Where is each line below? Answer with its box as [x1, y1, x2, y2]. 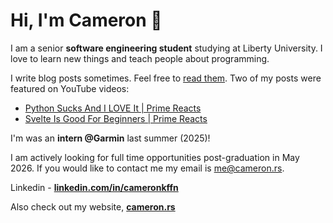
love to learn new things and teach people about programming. [10, 52, 270, 64]
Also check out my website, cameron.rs [10, 200, 176, 213]
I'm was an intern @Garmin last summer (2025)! [10, 132, 211, 144]
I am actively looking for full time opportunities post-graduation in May [10, 151, 300, 163]
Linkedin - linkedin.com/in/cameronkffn [10, 181, 179, 193]
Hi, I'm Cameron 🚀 [10, 9, 163, 32]
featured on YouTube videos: [10, 82, 130, 94]
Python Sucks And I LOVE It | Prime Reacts [24, 102, 202, 114]
